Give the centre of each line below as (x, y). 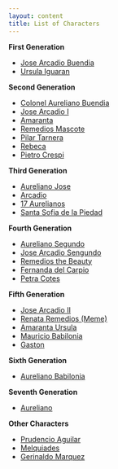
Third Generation (38, 170)
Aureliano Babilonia (52, 376)
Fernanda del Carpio (55, 270)
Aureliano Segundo (52, 243)
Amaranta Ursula (48, 327)
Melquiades (40, 448)
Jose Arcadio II (46, 309)
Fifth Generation (37, 294)
